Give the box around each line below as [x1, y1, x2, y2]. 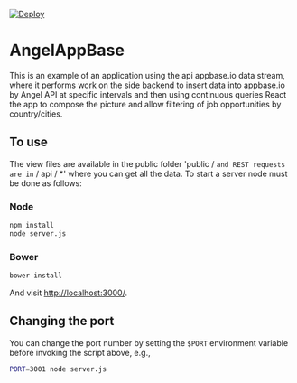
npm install [9, 221, 54, 230]
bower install [9, 271, 63, 280]
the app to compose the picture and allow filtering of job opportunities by [9, 98, 282, 109]
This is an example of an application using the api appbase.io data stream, [9, 70, 286, 80]
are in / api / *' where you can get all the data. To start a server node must [9, 168, 288, 179]
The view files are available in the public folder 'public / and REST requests [9, 158, 286, 169]
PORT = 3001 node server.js [9, 364, 107, 374]
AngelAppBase [9, 41, 125, 61]
